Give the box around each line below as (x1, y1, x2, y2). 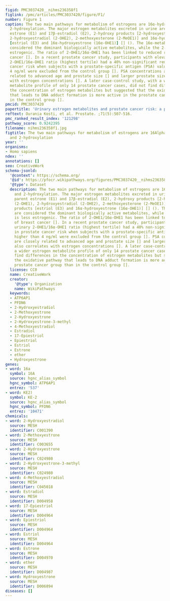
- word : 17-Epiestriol (5, 503, 53, 509)
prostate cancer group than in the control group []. (14, 263, 130, 268)
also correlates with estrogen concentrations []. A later (14, 243, 142, 249)
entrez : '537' (10, 385, 39, 390)
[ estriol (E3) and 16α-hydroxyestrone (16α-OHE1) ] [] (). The (10, 41, 144, 46)
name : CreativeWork (10, 272, 51, 277)
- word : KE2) (5, 390, 33, 395)
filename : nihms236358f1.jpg (5, 125, 67, 131)
